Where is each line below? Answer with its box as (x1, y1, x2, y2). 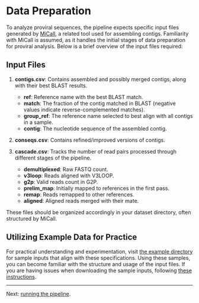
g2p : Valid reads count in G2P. (23, 178, 98, 185)
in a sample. (23, 119, 53, 126)
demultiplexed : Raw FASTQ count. (23, 165, 108, 173)
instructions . (6, 273, 37, 280)
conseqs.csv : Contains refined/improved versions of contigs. (14, 136, 166, 143)
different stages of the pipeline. (14, 154, 92, 161)
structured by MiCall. (6, 215, 57, 222)
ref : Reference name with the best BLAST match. (23, 93, 143, 100)
